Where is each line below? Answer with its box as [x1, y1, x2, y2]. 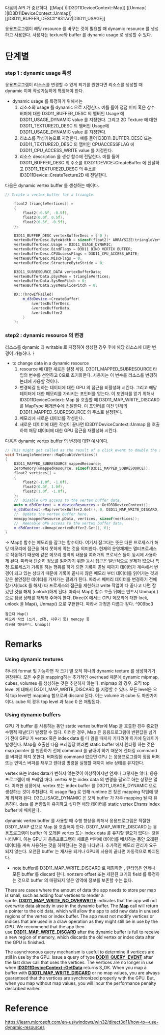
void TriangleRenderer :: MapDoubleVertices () [5, 452, 98, 457]
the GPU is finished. [5, 940, 46, 945]
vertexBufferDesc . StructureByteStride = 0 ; [14, 260, 105, 265]
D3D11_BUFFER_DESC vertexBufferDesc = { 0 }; [14, 233, 109, 238]
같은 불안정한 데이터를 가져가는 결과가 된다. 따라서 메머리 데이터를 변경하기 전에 [5, 577, 157, 582]
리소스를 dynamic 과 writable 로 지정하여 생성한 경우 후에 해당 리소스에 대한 [5, 344, 151, 350]
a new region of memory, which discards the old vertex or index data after [5, 934, 155, 940]
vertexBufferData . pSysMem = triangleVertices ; [14, 274, 111, 279]
